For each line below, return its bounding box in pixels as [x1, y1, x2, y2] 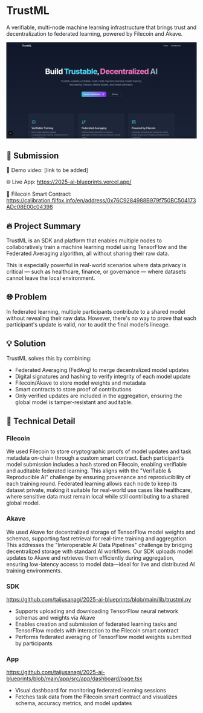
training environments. [6, 567, 62, 574]
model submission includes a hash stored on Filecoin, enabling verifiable [6, 461, 187, 468]
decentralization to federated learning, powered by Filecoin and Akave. [6, 30, 183, 37]
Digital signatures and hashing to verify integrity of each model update [14, 373, 191, 380]
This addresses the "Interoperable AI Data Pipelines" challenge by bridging [6, 541, 193, 548]
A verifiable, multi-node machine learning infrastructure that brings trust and [6, 24, 197, 31]
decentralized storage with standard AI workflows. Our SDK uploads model [6, 548, 193, 555]
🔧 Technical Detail [6, 416, 76, 426]
